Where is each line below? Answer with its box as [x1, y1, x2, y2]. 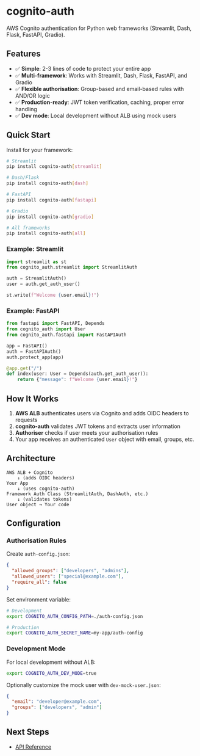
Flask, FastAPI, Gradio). [6, 31, 65, 38]
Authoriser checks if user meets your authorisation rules [15, 429, 159, 436]
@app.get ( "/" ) [6, 365, 43, 371]
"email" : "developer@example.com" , [12, 699, 102, 705]
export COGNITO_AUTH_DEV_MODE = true [6, 670, 97, 676]
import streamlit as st [6, 258, 67, 265]
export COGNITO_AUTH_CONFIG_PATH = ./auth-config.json [6, 613, 143, 619]
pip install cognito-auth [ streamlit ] [6, 164, 102, 170]
